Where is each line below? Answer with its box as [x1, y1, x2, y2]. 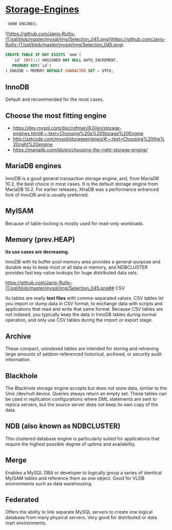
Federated [5, 496, 39, 504]
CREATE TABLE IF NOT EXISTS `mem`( [5, 52, 82, 57]
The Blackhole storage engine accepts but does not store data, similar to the [5, 385, 167, 391]
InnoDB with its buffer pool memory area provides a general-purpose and [5, 259, 161, 265]
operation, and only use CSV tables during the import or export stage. [5, 317, 153, 323]
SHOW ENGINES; [7, 21, 38, 26]
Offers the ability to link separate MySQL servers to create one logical [5, 509, 153, 515]
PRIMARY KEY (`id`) [12, 63, 52, 68]
